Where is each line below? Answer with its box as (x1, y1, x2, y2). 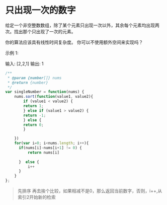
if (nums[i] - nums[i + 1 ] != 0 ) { (18, 146, 82, 151)
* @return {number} (7, 80, 49, 85)
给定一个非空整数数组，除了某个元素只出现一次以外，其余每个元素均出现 (5, 22, 155, 28)
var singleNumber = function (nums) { (5, 89, 85, 95)
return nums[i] (27, 150, 59, 155)
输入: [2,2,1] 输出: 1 (5, 60, 44, 66)
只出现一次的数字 (5, 5, 76, 16)
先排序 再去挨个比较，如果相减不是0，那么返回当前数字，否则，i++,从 (17, 188, 162, 194)
